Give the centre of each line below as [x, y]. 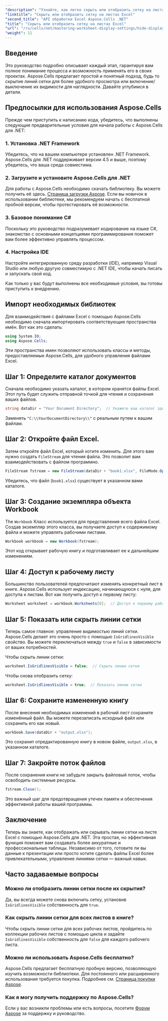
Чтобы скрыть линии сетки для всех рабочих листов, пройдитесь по [78, 928]
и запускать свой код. [29, 274]
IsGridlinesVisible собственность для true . [52, 905]
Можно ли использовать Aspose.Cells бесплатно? [69, 957]
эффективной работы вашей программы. [49, 804]
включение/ [142, 81]
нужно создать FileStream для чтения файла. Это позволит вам [73, 456]
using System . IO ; [23, 336]
